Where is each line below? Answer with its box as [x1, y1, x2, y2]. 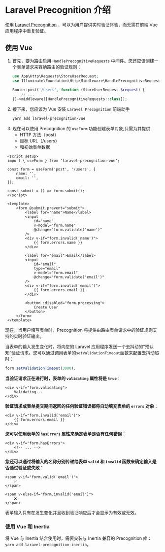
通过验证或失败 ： [9, 464, 44, 471]
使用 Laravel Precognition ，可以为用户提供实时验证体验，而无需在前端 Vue [5, 22, 158, 28]
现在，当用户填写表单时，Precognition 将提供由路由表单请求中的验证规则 [5, 327, 153, 333]
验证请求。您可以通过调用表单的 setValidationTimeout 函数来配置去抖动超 [11, 349, 159, 355]
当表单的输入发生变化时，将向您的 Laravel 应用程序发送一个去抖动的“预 [5, 344, 149, 349]
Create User [33, 305, 58, 310]
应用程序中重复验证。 [5, 28, 48, 34]
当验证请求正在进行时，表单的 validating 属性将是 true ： [5, 375, 122, 381]
